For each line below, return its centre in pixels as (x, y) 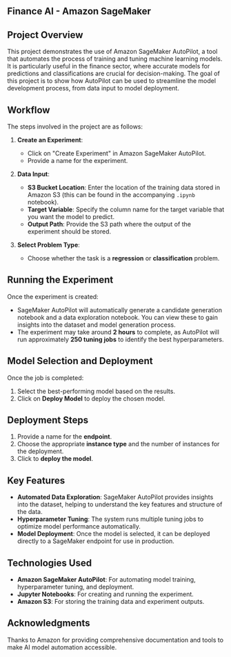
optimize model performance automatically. (79, 526)
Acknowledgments (49, 623)
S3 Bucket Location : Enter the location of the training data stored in (124, 188)
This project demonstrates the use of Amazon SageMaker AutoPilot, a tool (112, 52)
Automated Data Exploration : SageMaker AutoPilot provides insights (115, 497)
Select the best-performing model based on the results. (96, 391)
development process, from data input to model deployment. (93, 88)
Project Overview (45, 35)
